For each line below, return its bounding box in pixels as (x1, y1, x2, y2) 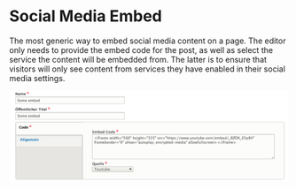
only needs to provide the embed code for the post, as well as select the (9, 44, 273, 55)
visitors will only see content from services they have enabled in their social (9, 64, 286, 74)
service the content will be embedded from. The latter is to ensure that (9, 54, 268, 64)
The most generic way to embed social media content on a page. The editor (9, 35, 286, 46)
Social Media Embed (9, 6, 162, 26)
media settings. (9, 72, 66, 83)
